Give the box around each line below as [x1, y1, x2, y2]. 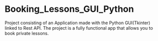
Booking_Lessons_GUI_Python [4, 3, 134, 15]
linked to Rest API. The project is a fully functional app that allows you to [4, 25, 153, 31]
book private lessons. [4, 30, 49, 36]
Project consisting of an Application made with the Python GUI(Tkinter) [4, 20, 151, 26]
